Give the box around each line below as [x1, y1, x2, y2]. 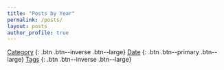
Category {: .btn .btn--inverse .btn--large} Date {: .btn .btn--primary [7, 48, 199, 56]
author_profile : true [7, 29, 69, 36]
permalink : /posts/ [7, 16, 63, 23]
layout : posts [7, 23, 48, 30]
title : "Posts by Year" [7, 10, 76, 17]
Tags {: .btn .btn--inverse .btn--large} [25, 56, 132, 64]
